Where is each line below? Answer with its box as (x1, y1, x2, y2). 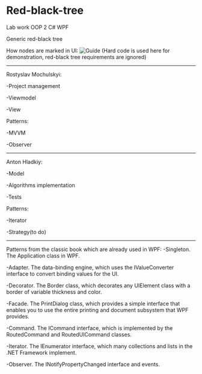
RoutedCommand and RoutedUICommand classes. (6, 331, 132, 338)
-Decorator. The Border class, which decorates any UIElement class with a (6, 282, 191, 289)
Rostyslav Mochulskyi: (6, 71, 62, 78)
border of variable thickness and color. (6, 288, 102, 296)
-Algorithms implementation (6, 182, 75, 189)
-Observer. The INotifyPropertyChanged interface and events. (6, 360, 161, 368)
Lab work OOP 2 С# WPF (6, 24, 69, 31)
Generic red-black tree (6, 35, 63, 42)
